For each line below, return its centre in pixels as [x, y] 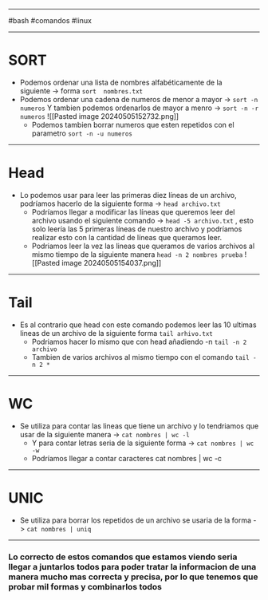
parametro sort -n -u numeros [82, 133]
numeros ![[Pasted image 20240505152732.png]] [99, 116]
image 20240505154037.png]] [112, 262]
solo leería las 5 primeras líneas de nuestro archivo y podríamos [137, 229]
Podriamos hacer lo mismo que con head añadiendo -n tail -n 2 [139, 341]
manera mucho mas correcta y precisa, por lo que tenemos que [133, 577]
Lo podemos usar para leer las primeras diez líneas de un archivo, [128, 195]
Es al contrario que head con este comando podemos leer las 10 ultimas [138, 325]
